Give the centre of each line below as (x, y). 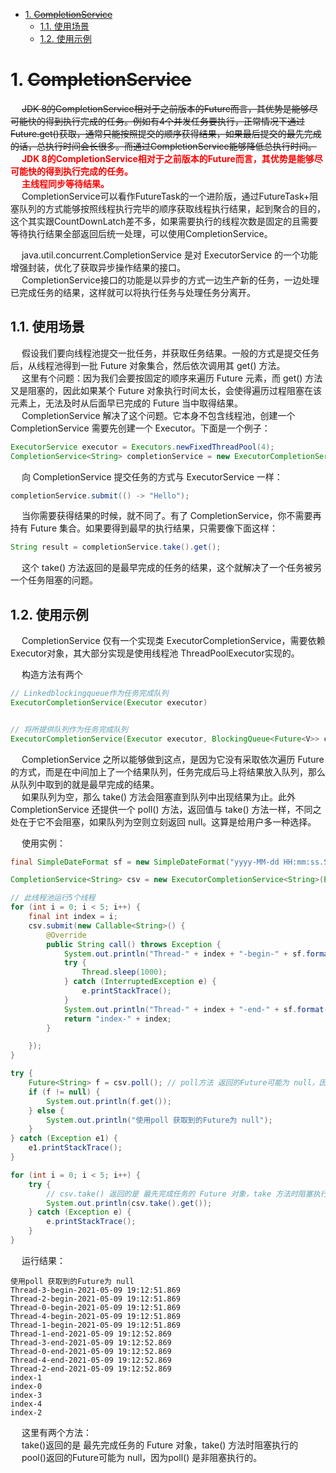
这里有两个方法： (56, 1432)
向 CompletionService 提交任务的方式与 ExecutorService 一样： (152, 476)
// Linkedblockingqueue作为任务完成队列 (89, 694)
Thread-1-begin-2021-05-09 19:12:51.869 (96, 1325)
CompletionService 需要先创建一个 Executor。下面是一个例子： (140, 428)
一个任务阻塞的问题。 (54, 580)
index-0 (26, 1386)
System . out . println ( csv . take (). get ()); (129, 1203)
